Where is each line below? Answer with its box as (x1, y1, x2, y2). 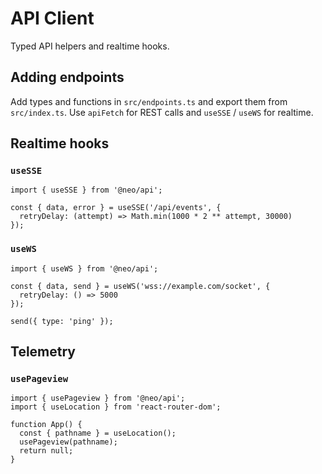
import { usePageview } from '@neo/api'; (10, 393, 186, 404)
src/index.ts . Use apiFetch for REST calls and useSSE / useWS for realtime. (10, 106, 314, 118)
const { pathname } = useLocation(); (19, 428, 177, 439)
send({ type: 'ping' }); (10, 316, 114, 326)
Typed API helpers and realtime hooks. (10, 40, 170, 52)
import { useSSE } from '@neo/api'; (10, 185, 163, 196)
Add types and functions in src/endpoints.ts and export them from (10, 95, 288, 107)
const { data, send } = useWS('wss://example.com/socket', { (10, 281, 271, 291)
